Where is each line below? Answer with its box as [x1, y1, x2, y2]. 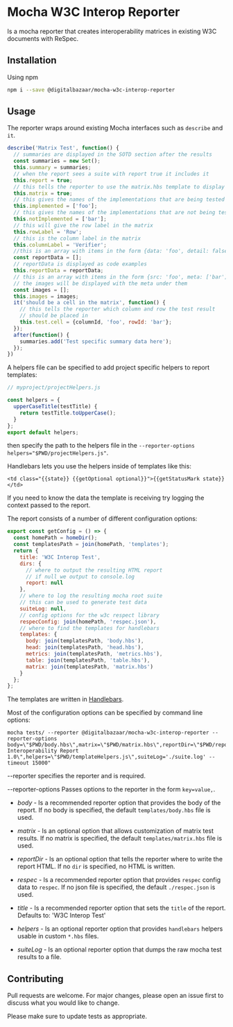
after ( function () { [13, 331, 70, 338]
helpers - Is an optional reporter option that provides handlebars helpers [17, 924, 223, 933]
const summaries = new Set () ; [13, 157, 101, 165]
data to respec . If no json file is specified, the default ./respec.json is [17, 883, 216, 891]
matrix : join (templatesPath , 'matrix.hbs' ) [25, 663, 154, 670]
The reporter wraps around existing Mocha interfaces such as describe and [7, 124, 223, 132]
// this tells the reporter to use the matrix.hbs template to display [13, 183, 225, 191]
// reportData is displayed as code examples [13, 261, 148, 267]
